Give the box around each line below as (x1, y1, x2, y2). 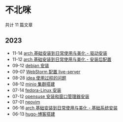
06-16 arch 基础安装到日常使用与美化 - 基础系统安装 (12, 105, 118, 111)
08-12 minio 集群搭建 (12, 81, 55, 87)
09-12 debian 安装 (12, 62, 49, 68)
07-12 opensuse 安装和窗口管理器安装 (12, 93, 90, 99)
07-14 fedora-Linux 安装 (12, 87, 61, 93)
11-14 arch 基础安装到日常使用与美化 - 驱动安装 (12, 50, 107, 56)
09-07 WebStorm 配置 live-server (12, 69, 81, 75)
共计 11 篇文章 (5, 22, 33, 28)
